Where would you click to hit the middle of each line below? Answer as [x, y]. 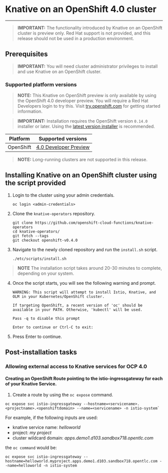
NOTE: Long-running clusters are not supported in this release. [82, 160]
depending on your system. [45, 273]
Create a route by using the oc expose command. [63, 395]
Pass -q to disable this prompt [46, 318]
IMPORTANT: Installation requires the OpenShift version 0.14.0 [82, 121]
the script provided [35, 183]
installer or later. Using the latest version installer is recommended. [86, 127]
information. [30, 112]
